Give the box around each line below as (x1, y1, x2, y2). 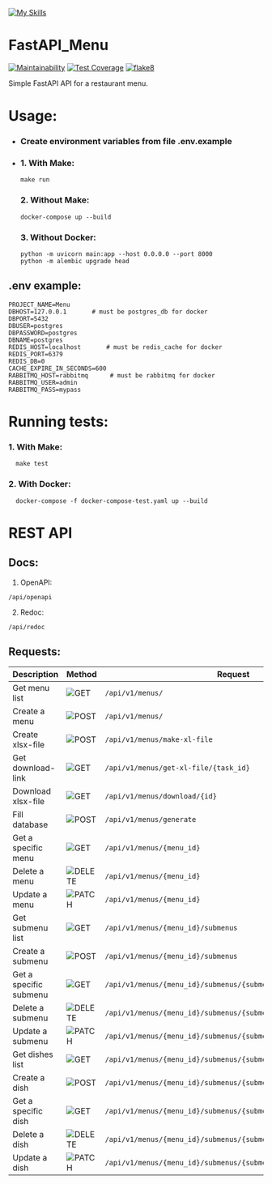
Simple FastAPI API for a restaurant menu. (8, 78, 148, 88)
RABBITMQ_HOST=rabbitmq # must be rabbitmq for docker (8, 371, 216, 380)
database (12, 819, 49, 830)
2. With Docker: (8, 479, 71, 490)
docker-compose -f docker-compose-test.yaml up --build (15, 496, 208, 505)
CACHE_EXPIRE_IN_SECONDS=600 (8, 364, 107, 373)
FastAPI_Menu (8, 36, 109, 54)
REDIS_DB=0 (8, 357, 45, 365)
